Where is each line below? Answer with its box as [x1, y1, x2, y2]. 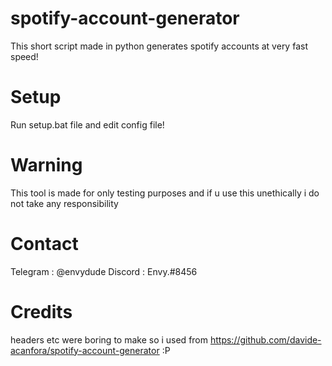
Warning [10, 154, 83, 177]
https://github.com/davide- [209, 333, 322, 346]
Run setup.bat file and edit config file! [10, 118, 165, 131]
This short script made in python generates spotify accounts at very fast [10, 40, 308, 52]
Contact [10, 233, 79, 255]
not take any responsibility [10, 197, 119, 209]
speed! [10, 50, 39, 62]
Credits [10, 300, 73, 323]
